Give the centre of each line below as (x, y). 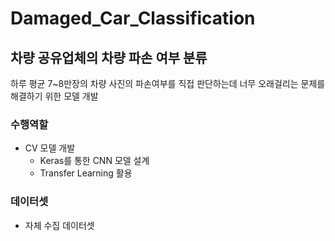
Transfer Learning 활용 (86, 173)
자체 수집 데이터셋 (59, 225)
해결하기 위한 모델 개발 (54, 96)
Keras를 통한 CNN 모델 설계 (94, 161)
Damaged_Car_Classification (133, 18)
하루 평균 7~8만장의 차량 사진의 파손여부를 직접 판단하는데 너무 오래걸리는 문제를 (168, 83)
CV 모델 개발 (50, 148)
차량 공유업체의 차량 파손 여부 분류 (109, 57)
